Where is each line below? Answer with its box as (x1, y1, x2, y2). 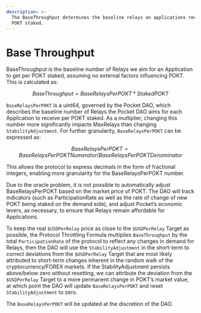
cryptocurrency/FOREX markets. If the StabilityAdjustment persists (6, 263, 170, 270)
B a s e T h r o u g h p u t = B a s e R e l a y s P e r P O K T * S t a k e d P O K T (32, 90, 169, 97)
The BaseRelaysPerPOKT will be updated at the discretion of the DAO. (6, 300, 173, 308)
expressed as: (6, 133, 41, 141)
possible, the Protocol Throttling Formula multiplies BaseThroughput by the (6, 231, 188, 239)
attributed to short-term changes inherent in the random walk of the (6, 257, 173, 264)
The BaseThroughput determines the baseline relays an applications (11, 14, 186, 20)
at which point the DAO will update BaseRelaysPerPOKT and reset (6, 282, 163, 290)
